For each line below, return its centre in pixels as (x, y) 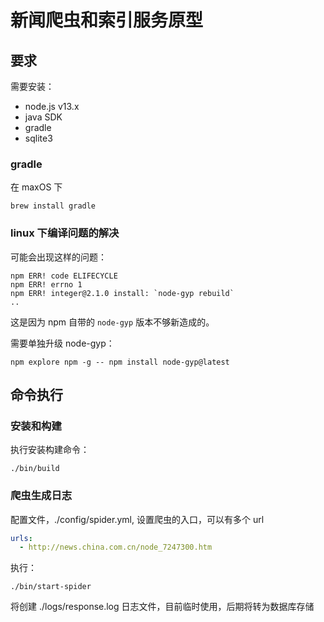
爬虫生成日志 (41, 496)
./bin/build (35, 469)
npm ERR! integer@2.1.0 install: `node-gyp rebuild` (122, 293)
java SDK (43, 117)
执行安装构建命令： (50, 450)
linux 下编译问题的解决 (65, 233)
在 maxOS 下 (36, 187)
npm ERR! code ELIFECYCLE (64, 276)
